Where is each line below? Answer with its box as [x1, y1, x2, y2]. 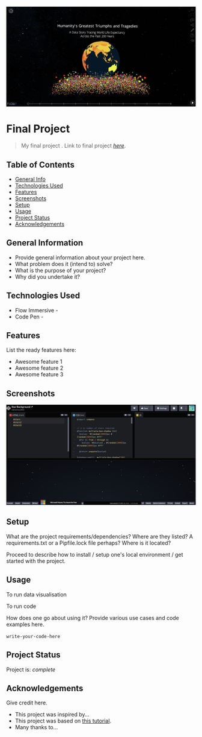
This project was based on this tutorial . [14, 717, 112, 724]
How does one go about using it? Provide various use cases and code [6, 614, 179, 621]
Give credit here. [6, 699, 47, 706]
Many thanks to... [14, 724, 58, 731]
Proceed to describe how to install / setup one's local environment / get [6, 551, 183, 558]
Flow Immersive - [14, 306, 58, 314]
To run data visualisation [6, 590, 67, 598]
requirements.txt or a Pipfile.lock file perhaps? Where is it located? [6, 539, 171, 546]
